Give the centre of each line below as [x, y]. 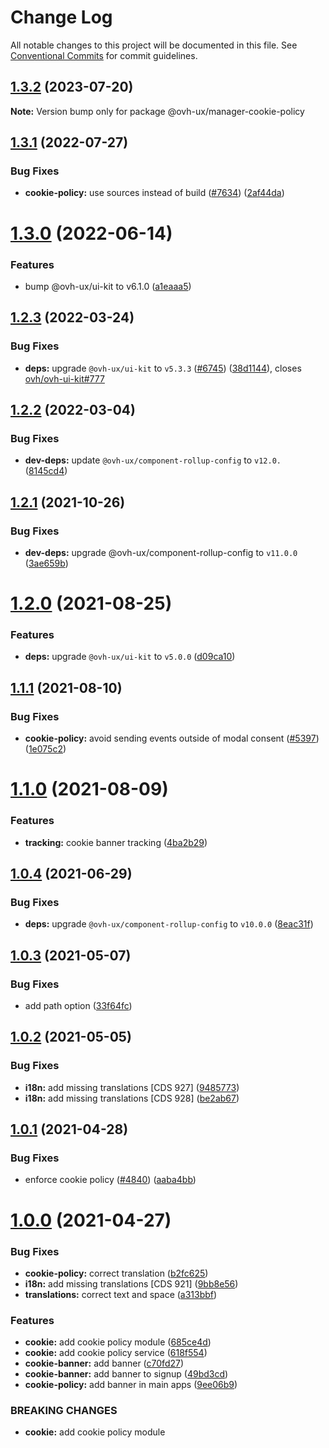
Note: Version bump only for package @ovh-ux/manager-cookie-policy [157, 111]
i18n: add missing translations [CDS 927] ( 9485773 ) [132, 1087]
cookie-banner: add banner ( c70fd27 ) [104, 1363]
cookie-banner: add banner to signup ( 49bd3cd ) [126, 1374]
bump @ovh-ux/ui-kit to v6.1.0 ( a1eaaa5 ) [108, 286]
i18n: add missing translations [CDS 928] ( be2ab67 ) [132, 1098]
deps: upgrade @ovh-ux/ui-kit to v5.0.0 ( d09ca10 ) [130, 657]
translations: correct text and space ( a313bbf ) [121, 1294]
